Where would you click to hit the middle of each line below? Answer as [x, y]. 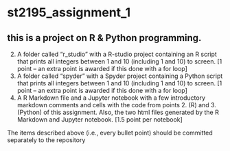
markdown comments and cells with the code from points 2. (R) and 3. [116, 105]
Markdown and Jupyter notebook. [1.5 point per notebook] [100, 120]
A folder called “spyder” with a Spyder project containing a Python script [120, 76]
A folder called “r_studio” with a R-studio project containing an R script [117, 54]
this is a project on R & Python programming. [104, 38]
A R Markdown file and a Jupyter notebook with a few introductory [111, 98]
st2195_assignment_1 [69, 13]
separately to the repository [46, 140]
